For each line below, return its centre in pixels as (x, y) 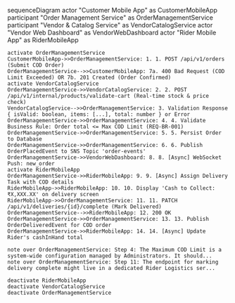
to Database (25, 139)
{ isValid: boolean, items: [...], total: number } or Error (99, 115)
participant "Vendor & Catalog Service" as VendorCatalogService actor (110, 25)
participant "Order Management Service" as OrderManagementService (110, 18)
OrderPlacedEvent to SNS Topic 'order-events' (77, 151)
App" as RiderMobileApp (43, 40)
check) (17, 102)
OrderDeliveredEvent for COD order (59, 225)
